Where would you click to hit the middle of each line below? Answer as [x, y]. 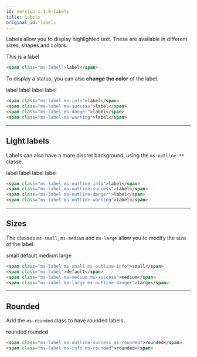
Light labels [28, 141]
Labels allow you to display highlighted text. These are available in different [97, 39]
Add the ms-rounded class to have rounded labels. [65, 321]
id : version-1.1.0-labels [38, 11]
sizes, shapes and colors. [37, 45]
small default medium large [39, 255]
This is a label [23, 57]
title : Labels [23, 17]
